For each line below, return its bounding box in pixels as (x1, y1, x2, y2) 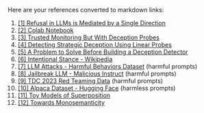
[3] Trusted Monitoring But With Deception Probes (17, 33, 160, 42)
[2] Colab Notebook (17, 27, 74, 34)
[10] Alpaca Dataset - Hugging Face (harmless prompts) (17, 84, 176, 92)
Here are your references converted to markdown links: (8, 6, 164, 14)
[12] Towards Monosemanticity (17, 99, 105, 106)
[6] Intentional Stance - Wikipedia (17, 55, 113, 63)
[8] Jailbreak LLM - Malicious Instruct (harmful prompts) (17, 69, 177, 78)
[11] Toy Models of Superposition (17, 91, 111, 99)
